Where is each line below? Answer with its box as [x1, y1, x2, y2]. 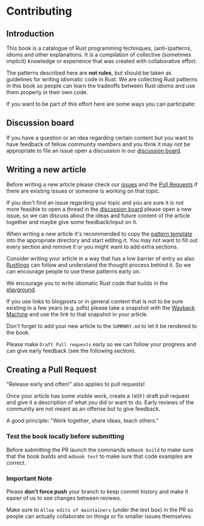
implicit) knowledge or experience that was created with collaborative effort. [6, 58, 197, 64]
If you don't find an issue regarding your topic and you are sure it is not [6, 199, 184, 206]
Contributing [6, 4, 72, 18]
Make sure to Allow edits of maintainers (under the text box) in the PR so [6, 506, 194, 514]
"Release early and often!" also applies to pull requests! [6, 381, 145, 388]
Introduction [6, 29, 55, 39]
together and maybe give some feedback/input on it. [6, 218, 138, 225]
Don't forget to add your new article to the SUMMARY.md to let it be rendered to [6, 322, 197, 329]
